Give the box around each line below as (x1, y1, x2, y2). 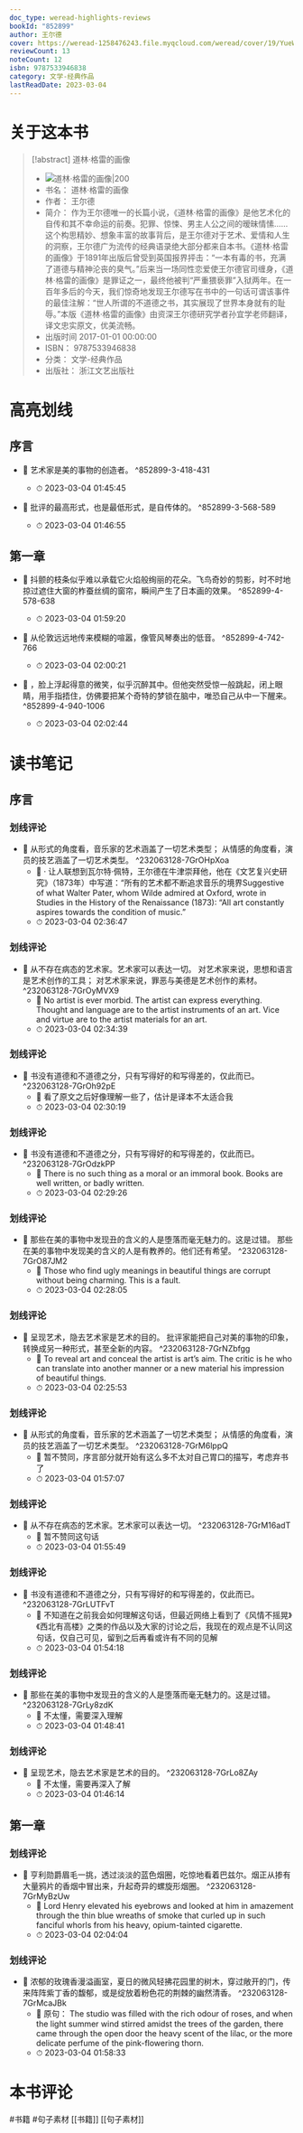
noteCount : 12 (9, 55, 63, 64)
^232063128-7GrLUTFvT (22, 1598, 115, 1609)
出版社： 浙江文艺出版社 (44, 365, 135, 376)
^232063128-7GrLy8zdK (22, 1699, 115, 1710)
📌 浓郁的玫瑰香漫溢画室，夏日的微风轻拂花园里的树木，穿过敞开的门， (22, 1976, 283, 1988)
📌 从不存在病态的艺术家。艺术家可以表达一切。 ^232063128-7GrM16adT (22, 1520, 291, 1531)
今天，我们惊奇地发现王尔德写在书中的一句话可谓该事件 (84, 285, 290, 296)
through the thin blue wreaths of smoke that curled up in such (35, 1910, 266, 1921)
